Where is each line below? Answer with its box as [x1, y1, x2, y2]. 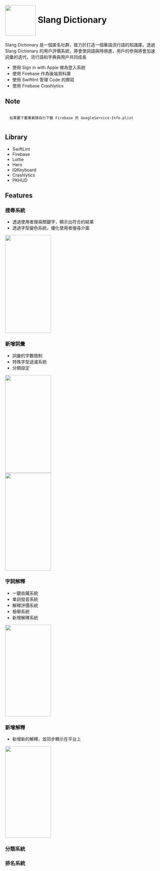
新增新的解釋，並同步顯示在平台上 [12, 736, 81, 742]
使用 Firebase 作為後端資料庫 [12, 70, 71, 76]
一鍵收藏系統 [12, 590, 38, 596]
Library [5, 133, 28, 141]
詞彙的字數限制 [12, 353, 43, 358]
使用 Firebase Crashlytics [12, 83, 64, 89]
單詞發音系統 [12, 596, 38, 602]
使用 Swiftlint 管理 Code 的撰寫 [12, 76, 74, 83]
